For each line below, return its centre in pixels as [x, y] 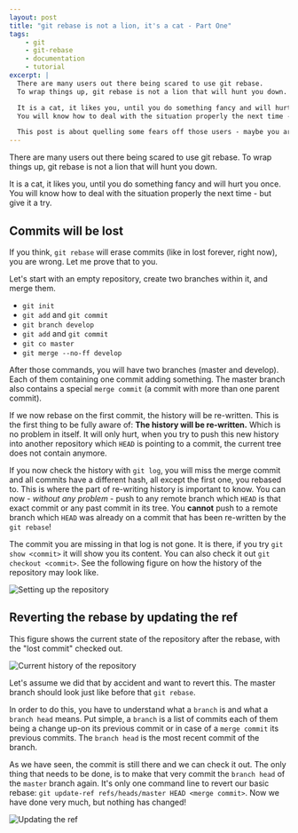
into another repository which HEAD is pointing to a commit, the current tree [145, 443]
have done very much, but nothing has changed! [98, 802]
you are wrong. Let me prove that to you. [83, 261]
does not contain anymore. [59, 453]
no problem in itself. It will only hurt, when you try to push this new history [144, 434]
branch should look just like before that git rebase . [102, 692]
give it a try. [31, 203]
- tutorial [45, 67]
